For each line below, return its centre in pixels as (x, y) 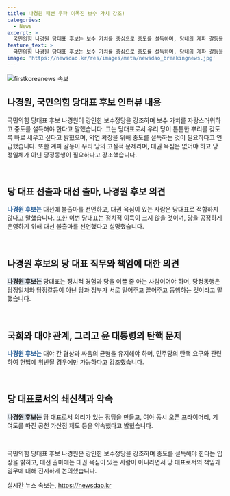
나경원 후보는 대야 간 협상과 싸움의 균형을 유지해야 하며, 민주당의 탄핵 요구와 (108, 353)
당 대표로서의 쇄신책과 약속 (60, 399)
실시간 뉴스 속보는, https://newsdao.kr (59, 485)
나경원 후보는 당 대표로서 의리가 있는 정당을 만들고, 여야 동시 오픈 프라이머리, (109, 417)
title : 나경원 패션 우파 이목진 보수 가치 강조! (66, 13)
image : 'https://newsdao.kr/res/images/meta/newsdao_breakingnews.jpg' (111, 58)
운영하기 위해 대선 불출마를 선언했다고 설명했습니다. (76, 227)
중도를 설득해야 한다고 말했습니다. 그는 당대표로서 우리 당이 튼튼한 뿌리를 (111, 128)
